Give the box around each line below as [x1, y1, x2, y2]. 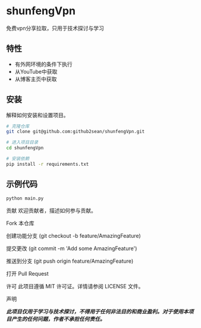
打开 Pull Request [6, 270, 49, 277]
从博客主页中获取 [14, 75, 57, 83]
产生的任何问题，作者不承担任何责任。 [11, 315, 105, 322]
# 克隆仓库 [6, 123, 30, 129]
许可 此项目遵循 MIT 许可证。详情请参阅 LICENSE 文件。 [6, 282, 144, 289]
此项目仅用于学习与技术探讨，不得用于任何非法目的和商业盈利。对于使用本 [6, 308, 189, 315]
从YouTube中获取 [14, 68, 58, 75]
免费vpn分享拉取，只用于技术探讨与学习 [6, 24, 104, 31]
